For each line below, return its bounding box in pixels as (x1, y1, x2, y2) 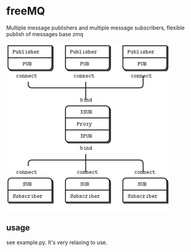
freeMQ (6, 4, 46, 18)
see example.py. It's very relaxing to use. (6, 239, 108, 246)
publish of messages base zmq (6, 30, 84, 37)
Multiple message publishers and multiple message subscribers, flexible (6, 24, 185, 31)
